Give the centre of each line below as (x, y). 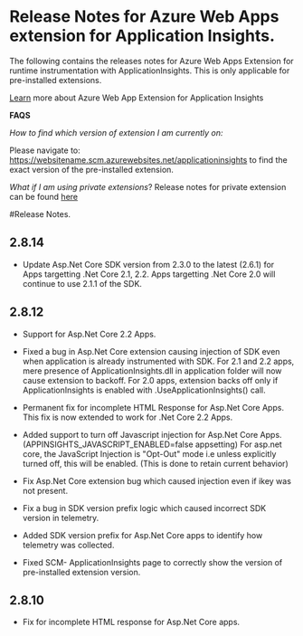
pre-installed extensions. (56, 80)
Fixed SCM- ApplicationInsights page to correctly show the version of (152, 562)
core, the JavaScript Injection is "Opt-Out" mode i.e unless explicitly (149, 453)
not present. (45, 490)
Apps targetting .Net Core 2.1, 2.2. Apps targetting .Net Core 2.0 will (149, 274)
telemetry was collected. (68, 545)
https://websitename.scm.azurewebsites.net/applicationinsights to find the (148, 159)
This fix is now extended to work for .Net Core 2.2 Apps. (128, 417)
